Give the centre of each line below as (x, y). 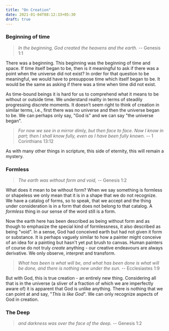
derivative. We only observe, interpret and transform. (61, 253)
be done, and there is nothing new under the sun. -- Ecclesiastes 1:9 (89, 268)
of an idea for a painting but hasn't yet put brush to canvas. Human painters (84, 242)
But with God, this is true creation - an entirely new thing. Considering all (81, 278)
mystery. (15, 156)
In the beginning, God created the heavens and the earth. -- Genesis (89, 48)
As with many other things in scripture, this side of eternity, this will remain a (85, 151)
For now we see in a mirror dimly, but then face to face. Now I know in (91, 130)
